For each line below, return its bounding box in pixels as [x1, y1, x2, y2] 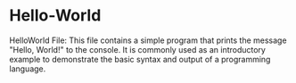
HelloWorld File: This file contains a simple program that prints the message [9, 35, 287, 46]
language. [9, 63, 46, 74]
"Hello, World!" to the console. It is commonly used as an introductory [9, 44, 266, 54]
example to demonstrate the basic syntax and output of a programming [9, 54, 271, 64]
